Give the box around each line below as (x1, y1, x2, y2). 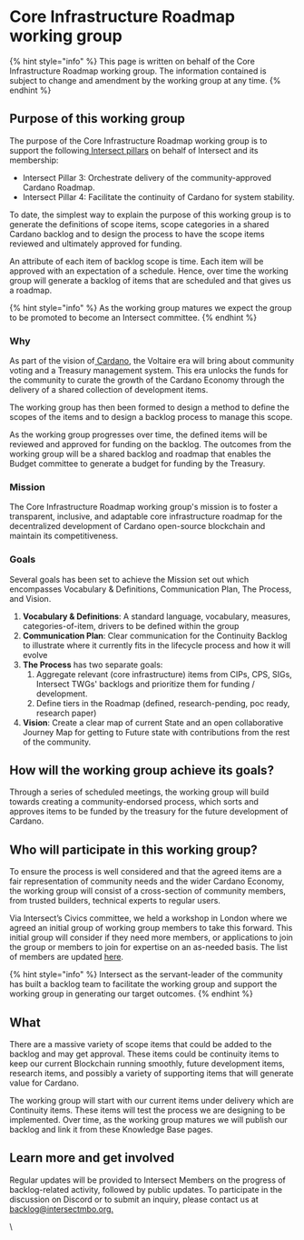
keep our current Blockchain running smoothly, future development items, (9, 1058, 286, 1069)
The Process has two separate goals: (22, 659, 163, 670)
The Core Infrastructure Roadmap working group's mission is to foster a (9, 502, 279, 513)
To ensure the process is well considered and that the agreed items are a (9, 866, 282, 877)
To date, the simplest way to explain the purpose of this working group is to (9, 209, 292, 220)
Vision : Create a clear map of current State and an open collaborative (22, 716, 284, 728)
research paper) (35, 707, 97, 718)
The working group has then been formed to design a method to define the (9, 402, 290, 413)
